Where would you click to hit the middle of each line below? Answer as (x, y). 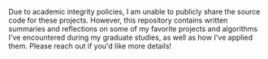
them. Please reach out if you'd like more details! (90, 46)
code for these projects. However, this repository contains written (118, 20)
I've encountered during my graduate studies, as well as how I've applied (131, 37)
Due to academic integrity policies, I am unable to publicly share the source (134, 12)
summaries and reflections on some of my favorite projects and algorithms (133, 29)
